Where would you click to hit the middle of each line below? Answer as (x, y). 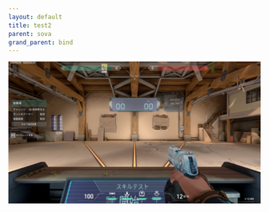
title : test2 (30, 25)
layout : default (35, 17)
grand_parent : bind (41, 42)
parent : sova (30, 34)
